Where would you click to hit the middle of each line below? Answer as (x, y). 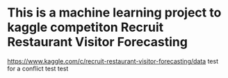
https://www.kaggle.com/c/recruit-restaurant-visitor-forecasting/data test (113, 61)
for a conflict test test (38, 68)
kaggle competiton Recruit (85, 27)
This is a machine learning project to (114, 13)
